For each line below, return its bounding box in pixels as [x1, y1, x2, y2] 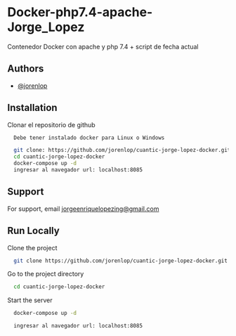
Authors [7, 63, 44, 75]
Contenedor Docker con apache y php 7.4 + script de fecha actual [7, 42, 199, 51]
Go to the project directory [7, 270, 84, 278]
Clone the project [7, 243, 58, 252]
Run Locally [7, 225, 60, 237]
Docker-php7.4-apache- [7, 4, 153, 20]
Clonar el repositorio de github [7, 120, 96, 129]
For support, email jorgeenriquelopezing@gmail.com [7, 205, 159, 213]
